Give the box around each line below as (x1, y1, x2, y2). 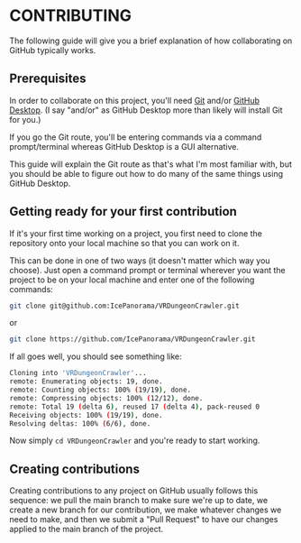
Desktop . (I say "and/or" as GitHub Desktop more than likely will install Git (9, 105, 283, 115)
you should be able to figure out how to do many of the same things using (9, 168, 284, 179)
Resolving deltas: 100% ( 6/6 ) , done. (9, 419, 151, 428)
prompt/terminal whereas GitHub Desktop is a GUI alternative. (9, 141, 239, 152)
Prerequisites (9, 71, 87, 87)
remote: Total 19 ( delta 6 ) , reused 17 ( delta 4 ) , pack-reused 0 (9, 402, 260, 411)
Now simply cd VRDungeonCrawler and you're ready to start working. (9, 435, 260, 446)
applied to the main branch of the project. (9, 524, 164, 535)
